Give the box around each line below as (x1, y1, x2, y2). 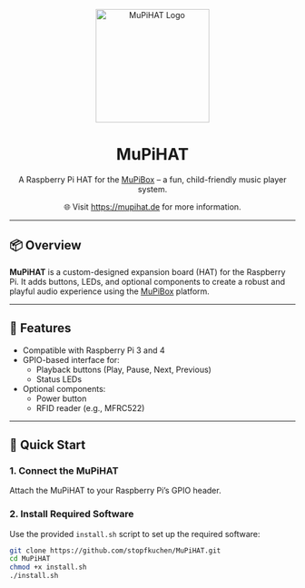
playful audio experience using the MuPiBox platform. (9, 286, 211, 297)
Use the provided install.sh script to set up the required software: (9, 528, 261, 539)
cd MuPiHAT (9, 554, 51, 563)
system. (137, 183, 168, 194)
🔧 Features (9, 320, 72, 336)
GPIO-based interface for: (22, 354, 120, 365)
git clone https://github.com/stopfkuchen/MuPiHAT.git (9, 545, 221, 555)
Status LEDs (35, 373, 83, 385)
